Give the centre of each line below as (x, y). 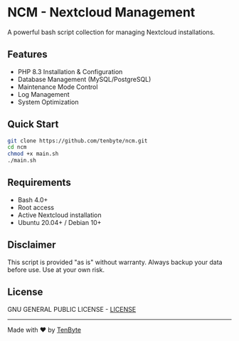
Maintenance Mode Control (58, 87)
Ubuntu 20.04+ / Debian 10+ (59, 222)
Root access (36, 207)
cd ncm (17, 147)
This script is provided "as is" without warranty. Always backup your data (115, 262)
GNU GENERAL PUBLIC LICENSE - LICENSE (72, 309)
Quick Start (33, 124)
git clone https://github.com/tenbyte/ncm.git (78, 141)
